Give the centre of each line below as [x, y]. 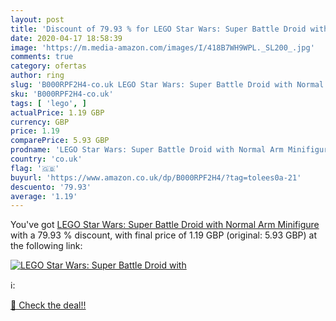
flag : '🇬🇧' [35, 168]
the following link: [46, 246]
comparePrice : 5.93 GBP [60, 141]
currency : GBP [40, 122]
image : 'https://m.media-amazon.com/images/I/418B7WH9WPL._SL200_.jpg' [162, 47]
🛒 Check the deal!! [48, 305]
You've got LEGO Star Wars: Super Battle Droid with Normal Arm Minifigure [165, 225]
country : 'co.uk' [46, 159]
